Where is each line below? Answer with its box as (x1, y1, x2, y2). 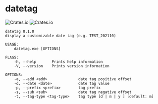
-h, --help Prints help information (14, 59, 103, 64)
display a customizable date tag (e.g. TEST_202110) (5, 33, 116, 38)
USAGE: (5, 42, 19, 47)
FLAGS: (5, 55, 19, 60)
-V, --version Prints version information (14, 63, 110, 68)
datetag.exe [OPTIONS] (14, 46, 61, 51)
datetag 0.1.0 (5, 29, 35, 34)
